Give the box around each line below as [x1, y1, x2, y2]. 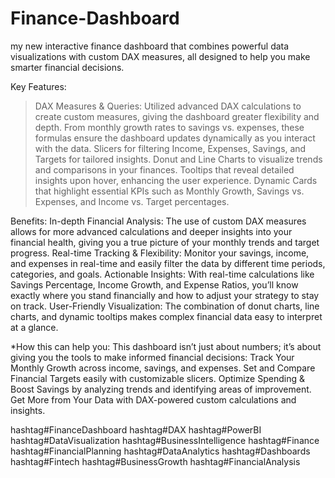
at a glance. [10, 321, 59, 333]
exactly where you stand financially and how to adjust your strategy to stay [10, 289, 320, 301]
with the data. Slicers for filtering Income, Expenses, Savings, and [34, 142, 307, 154]
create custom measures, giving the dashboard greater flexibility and [34, 110, 320, 122]
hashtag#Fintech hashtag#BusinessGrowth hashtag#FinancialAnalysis [10, 455, 301, 467]
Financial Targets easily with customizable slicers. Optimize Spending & [10, 372, 305, 384]
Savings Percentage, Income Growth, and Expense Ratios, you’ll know [10, 278, 299, 291]
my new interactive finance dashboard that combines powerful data [10, 40, 290, 52]
